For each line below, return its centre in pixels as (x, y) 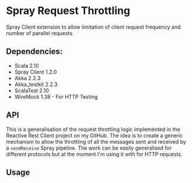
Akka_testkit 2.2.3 (36, 84)
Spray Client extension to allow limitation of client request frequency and (93, 27)
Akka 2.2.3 (27, 78)
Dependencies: (34, 52)
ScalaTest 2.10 (32, 90)
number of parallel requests (39, 33)
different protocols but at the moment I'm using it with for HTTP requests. (94, 154)
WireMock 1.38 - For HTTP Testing (56, 96)
